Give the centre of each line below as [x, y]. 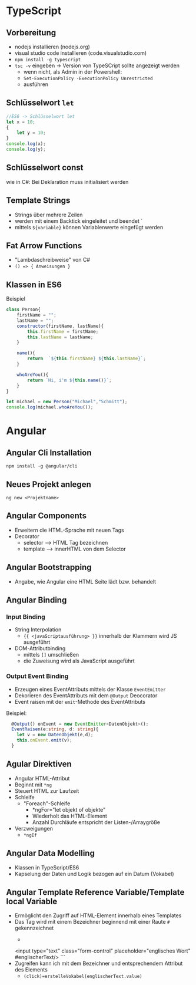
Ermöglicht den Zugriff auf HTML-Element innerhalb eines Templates [98, 915]
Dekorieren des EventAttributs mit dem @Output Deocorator [86, 695]
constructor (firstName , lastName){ [60, 326]
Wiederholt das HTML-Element [70, 816]
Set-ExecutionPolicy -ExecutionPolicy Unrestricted [88, 78]
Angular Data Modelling [51, 853]
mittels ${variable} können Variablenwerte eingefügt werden [89, 227]
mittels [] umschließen [51, 655]
